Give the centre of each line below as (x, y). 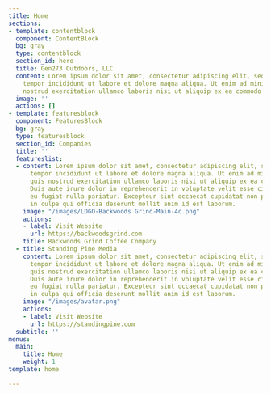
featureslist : (39, 158)
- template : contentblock (52, 31)
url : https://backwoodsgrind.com (86, 234)
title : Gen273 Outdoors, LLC (65, 69)
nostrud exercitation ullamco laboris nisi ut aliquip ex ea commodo (142, 91)
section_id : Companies (54, 144)
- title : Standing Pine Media (66, 249)
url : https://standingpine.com (82, 324)
